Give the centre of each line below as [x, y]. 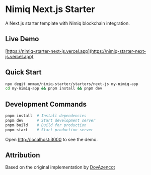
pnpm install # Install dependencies [46, 116]
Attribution [23, 155]
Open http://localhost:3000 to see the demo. [52, 139]
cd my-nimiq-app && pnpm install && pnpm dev [54, 89]
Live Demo [22, 39]
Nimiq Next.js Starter [50, 9]
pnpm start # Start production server [49, 130]
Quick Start [23, 72]
